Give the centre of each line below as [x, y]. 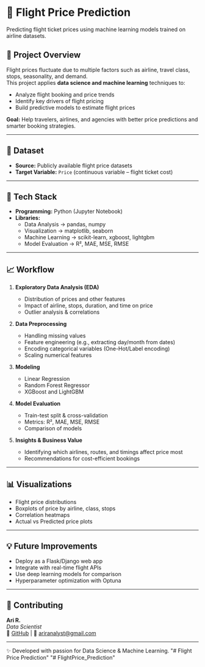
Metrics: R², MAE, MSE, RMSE [62, 422]
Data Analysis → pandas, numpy [65, 225]
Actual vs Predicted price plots [54, 521]
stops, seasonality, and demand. [47, 76]
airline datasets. [27, 35]
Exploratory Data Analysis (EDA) [57, 287]
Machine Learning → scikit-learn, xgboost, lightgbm [89, 237]
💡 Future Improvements [52, 546]
